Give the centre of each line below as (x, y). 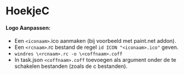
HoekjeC (27, 11)
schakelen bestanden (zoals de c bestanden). (71, 66)
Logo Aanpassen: (28, 27)
